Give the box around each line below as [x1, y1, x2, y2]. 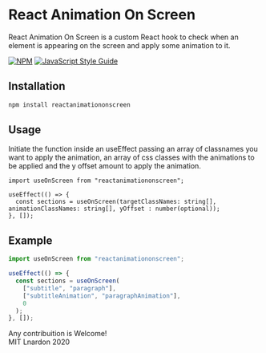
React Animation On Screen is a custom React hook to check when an [8, 32, 239, 42]
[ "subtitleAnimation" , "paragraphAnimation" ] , [22, 291, 181, 300]
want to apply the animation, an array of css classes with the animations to [8, 152, 255, 162]
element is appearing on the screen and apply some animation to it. [8, 40, 231, 50]
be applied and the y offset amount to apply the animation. [8, 161, 202, 171]
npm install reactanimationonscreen [8, 100, 131, 109]
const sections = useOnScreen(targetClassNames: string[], [15, 198, 217, 206]
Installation [8, 79, 66, 93]
